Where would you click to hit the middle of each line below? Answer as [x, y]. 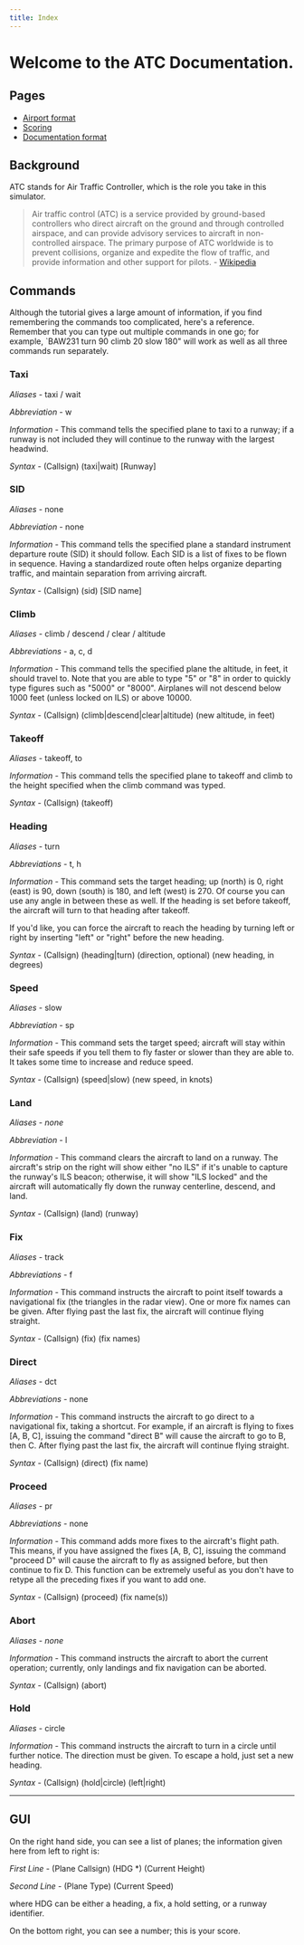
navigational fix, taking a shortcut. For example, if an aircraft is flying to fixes [152, 1425]
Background [44, 165]
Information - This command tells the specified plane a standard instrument [150, 544]
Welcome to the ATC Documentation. [152, 62]
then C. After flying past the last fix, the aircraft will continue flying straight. [149, 1445]
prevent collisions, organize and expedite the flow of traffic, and [150, 253]
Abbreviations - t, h [45, 863]
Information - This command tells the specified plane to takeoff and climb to [151, 776]
